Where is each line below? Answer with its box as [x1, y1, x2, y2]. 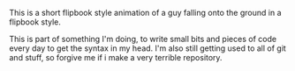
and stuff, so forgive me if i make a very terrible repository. [9, 53, 223, 62]
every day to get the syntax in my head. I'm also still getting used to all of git [9, 43, 287, 53]
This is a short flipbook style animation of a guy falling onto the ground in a [9, 8, 282, 18]
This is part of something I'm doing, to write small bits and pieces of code [9, 34, 276, 44]
